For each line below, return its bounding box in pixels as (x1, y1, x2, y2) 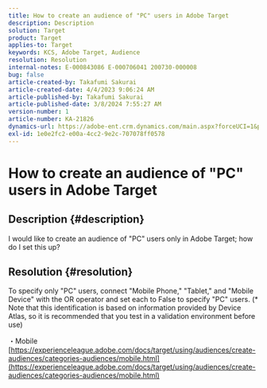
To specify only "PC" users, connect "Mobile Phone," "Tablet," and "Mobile (8, 286, 254, 296)
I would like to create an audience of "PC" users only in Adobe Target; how (8, 234, 253, 243)
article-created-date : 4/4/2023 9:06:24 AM (8, 85, 155, 94)
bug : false (8, 71, 44, 79)
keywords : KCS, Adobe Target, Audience (8, 48, 141, 56)
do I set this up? (8, 242, 61, 251)
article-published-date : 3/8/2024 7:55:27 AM (8, 100, 161, 108)
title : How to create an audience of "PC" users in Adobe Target (8, 11, 229, 20)
